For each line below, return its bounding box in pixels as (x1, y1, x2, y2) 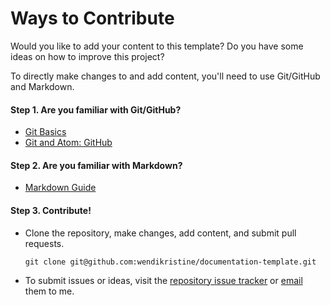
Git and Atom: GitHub (24, 137, 113, 149)
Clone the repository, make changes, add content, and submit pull (24, 227, 297, 239)
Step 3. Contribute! (10, 204, 92, 216)
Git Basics (24, 126, 67, 138)
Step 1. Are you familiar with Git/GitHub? (10, 103, 182, 116)
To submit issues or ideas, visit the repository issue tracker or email (24, 274, 303, 286)
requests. (24, 237, 65, 249)
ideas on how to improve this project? (10, 50, 165, 62)
